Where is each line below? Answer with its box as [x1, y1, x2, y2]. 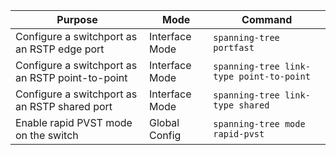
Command [241, 13, 293, 26]
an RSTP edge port [15, 42, 105, 56]
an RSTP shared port [15, 100, 113, 113]
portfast [213, 42, 255, 53]
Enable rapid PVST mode [15, 116, 133, 129]
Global [149, 116, 180, 129]
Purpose [56, 13, 98, 26]
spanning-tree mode [213, 119, 306, 129]
